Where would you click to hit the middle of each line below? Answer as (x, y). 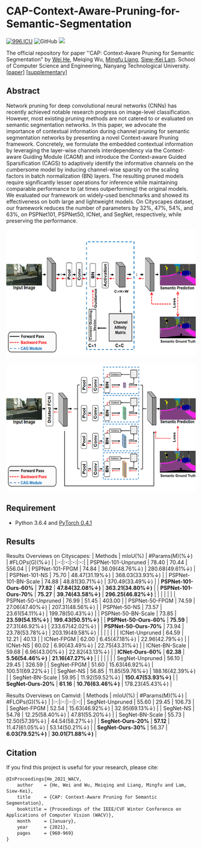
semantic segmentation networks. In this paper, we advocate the (86, 125)
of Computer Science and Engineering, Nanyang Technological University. (98, 66)
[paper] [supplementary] (37, 72)
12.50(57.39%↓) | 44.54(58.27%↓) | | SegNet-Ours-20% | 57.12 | (88, 721)
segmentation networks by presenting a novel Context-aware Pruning (93, 137)
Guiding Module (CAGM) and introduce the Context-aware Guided (105, 156)
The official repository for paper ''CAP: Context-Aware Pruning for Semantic (100, 53)
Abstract (23, 91)
